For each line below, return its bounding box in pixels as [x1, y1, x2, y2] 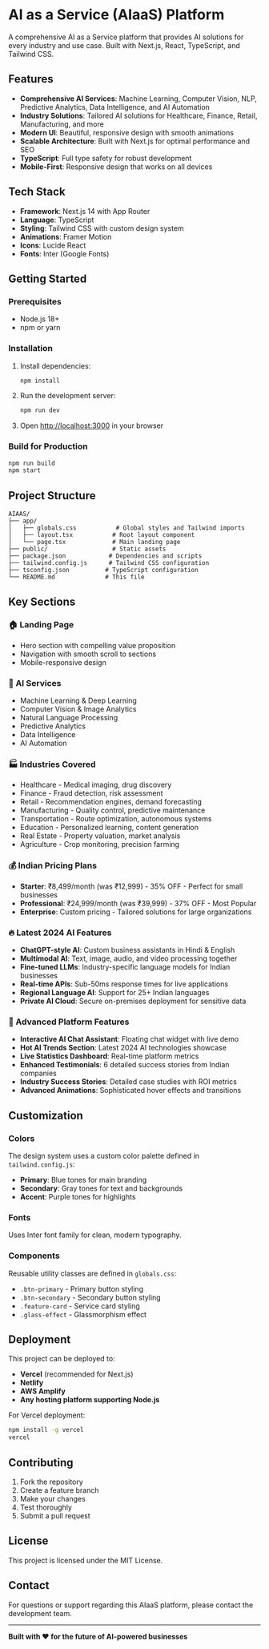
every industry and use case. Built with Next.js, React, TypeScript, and [8, 40, 240, 50]
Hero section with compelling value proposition [19, 640, 176, 650]
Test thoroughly [19, 1502, 72, 1512]
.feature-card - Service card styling [19, 1300, 140, 1311]
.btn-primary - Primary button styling [19, 1284, 144, 1293]
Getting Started [8, 272, 87, 285]
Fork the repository [19, 1477, 84, 1486]
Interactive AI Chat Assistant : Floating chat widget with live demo [19, 1034, 239, 1044]
